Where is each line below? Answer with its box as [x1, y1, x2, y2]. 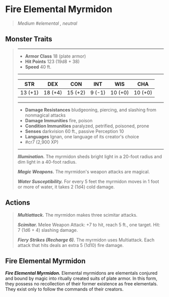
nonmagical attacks [25, 112, 66, 118]
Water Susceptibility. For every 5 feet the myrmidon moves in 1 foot [17, 178, 159, 184]
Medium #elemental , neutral [17, 20, 77, 26]
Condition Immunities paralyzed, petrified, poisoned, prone [25, 123, 149, 129]
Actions [5, 199, 30, 207]
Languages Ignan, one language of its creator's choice [25, 133, 139, 139]
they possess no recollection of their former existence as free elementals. [5, 281, 158, 287]
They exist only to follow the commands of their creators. [5, 286, 124, 292]
